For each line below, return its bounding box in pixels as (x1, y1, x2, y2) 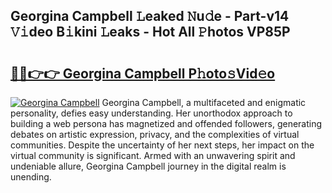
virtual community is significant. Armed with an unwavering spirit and (10, 150, 296, 161)
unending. (10, 171, 52, 183)
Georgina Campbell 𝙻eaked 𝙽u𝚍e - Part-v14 (10, 8, 290, 25)
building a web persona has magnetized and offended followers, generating (10, 118, 323, 129)
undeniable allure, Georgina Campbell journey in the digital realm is (10, 160, 287, 172)
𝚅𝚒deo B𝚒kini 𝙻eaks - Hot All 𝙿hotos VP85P (10, 24, 291, 41)
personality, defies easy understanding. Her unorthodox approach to (10, 107, 293, 119)
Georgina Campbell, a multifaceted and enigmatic (101, 97, 307, 108)
